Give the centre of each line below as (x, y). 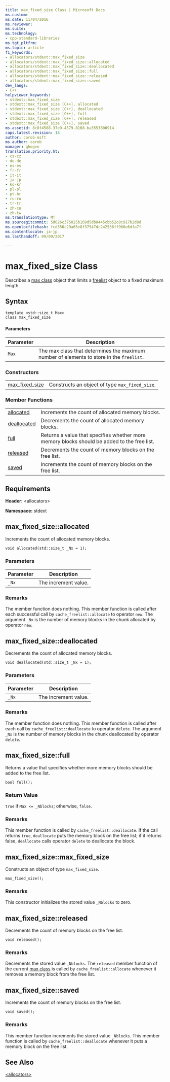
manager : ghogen (22, 147)
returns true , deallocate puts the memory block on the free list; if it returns (83, 836)
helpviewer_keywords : (28, 95)
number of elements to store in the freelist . (91, 357)
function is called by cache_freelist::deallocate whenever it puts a (76, 1041)
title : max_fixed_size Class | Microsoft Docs (55, 10)
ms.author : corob (24, 142)
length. (13, 285)
